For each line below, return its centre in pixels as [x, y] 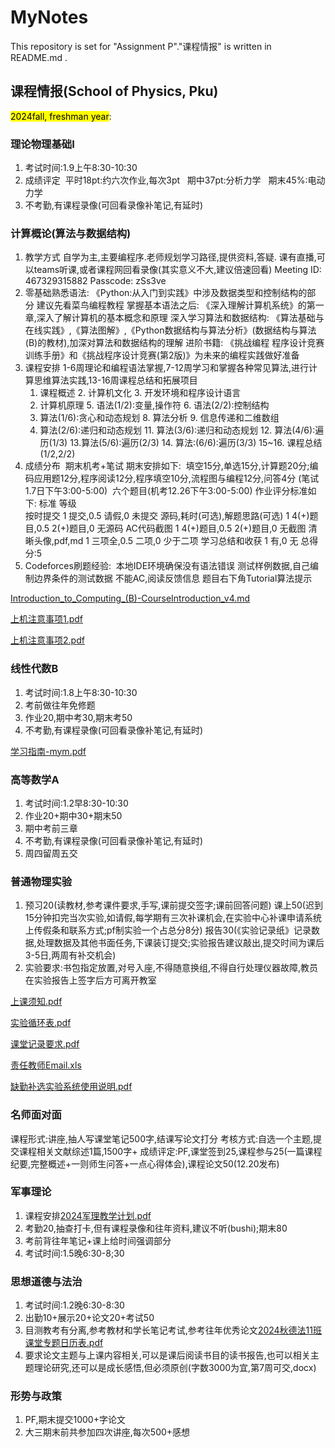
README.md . [39, 57]
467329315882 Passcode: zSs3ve [95, 281]
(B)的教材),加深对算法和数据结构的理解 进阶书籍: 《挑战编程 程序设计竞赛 [174, 343]
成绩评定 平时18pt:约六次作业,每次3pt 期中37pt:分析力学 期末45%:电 [170, 180]
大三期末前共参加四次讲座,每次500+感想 [107, 1432]
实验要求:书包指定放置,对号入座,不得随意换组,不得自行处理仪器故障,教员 [171, 968]
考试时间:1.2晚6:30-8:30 [74, 1305]
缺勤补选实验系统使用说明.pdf [71, 1087]
